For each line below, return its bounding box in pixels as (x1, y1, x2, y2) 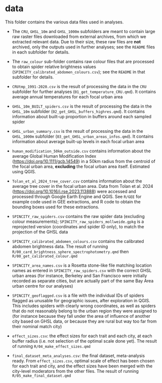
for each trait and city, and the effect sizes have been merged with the (12, 363, 153, 369)
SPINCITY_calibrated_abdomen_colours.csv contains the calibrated (12, 238, 144, 244)
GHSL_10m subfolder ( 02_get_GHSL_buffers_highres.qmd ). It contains (12, 108, 145, 114)
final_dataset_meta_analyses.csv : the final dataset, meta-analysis (12, 352, 145, 358)
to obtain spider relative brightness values (12, 64, 96, 70)
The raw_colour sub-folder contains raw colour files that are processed (12, 58, 154, 64)
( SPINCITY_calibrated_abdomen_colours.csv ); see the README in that (12, 69, 146, 74)
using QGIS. (12, 168, 36, 174)
